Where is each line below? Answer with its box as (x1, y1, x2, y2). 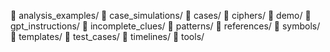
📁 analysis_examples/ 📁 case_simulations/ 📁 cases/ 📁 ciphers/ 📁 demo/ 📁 (10, 10, 312, 21)
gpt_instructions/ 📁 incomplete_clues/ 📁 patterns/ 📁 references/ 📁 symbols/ (10, 20, 321, 32)
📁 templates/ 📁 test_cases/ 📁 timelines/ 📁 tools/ (10, 31, 205, 42)
